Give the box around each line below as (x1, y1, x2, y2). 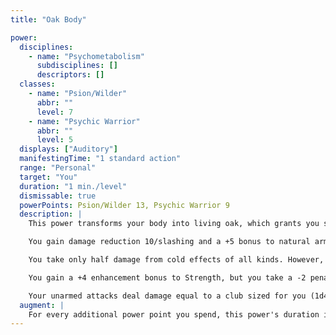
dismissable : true (19, 191, 97, 201)
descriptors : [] (36, 70, 105, 80)
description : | (19, 209, 83, 220)
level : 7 (36, 107, 74, 117)
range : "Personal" (19, 163, 97, 173)
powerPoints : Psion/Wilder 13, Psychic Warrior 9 (19, 200, 230, 210)
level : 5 (36, 135, 74, 145)
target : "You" (19, 172, 78, 182)
